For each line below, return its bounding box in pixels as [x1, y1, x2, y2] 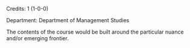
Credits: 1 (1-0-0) [6, 5, 49, 12]
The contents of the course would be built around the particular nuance [6, 28, 184, 35]
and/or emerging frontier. [6, 35, 69, 41]
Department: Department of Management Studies [6, 17, 130, 23]
